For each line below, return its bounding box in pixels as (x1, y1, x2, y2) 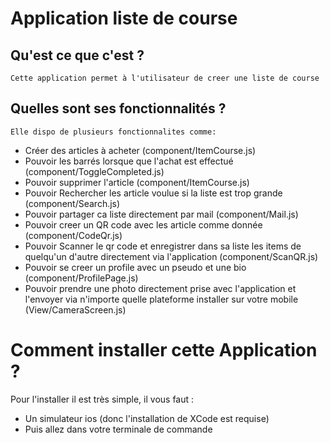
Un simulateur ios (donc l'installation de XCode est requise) (24, 412, 270, 424)
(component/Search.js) (24, 197, 121, 209)
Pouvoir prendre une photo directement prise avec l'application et (24, 282, 297, 294)
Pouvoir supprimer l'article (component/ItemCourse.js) (24, 176, 250, 188)
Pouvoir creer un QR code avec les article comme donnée (24, 218, 263, 231)
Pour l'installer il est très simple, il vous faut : (10, 393, 195, 405)
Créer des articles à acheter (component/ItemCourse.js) (24, 144, 257, 156)
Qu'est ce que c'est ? (10, 47, 145, 64)
